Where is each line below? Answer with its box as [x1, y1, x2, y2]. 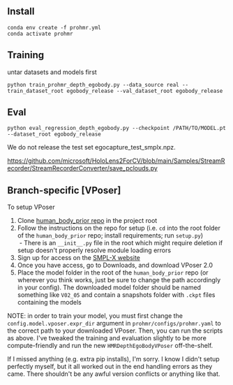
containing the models [17, 298, 82, 307]
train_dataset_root [7, 87, 64, 94]
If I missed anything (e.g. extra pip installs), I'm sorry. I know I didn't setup [7, 355, 220, 363]
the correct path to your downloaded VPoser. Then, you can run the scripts [7, 326, 223, 335]
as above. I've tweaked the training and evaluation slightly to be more [7, 334, 207, 342]
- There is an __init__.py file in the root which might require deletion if [19, 239, 223, 247]
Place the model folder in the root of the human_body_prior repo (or [17, 268, 209, 277]
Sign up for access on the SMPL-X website [17, 254, 141, 262]
